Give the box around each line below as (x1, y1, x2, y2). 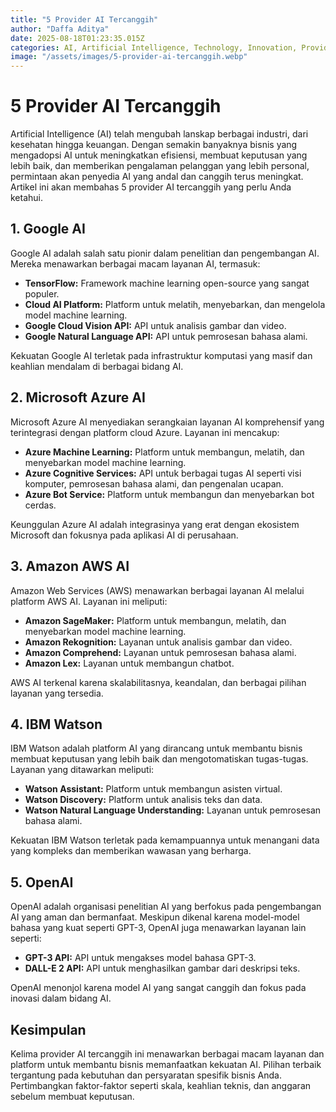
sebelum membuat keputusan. (10, 1090, 135, 1102)
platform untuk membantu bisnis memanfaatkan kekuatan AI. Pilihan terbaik (10, 1058, 322, 1070)
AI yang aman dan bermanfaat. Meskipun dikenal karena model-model (10, 911, 300, 923)
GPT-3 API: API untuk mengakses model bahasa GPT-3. (24, 952, 257, 964)
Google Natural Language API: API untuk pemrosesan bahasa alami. (24, 330, 308, 342)
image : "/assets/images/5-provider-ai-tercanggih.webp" (10, 52, 248, 62)
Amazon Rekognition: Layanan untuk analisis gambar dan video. (24, 636, 293, 648)
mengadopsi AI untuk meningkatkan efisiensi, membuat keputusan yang (10, 149, 308, 161)
